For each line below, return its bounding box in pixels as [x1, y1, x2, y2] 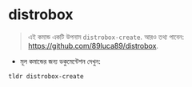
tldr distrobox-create [8, 72, 84, 81]
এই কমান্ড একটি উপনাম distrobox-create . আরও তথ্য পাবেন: [27, 32, 185, 42]
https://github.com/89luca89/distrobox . [27, 41, 158, 50]
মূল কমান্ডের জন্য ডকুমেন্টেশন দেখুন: [19, 56, 102, 65]
